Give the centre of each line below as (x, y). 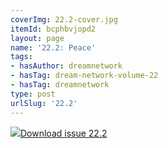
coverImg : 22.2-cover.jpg (64, 19)
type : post (33, 94)
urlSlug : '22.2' (44, 103)
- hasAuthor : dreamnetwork (66, 66)
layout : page (37, 38)
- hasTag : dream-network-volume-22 (84, 76)
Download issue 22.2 (64, 133)
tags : (21, 57)
